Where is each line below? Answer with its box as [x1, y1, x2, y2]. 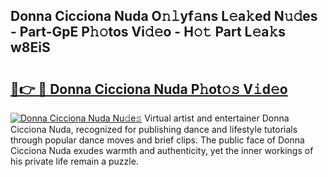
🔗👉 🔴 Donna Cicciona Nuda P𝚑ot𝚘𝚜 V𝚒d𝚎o [10, 80, 288, 98]
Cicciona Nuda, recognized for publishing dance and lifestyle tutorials [10, 124, 298, 135]
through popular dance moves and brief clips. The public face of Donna [10, 134, 305, 146]
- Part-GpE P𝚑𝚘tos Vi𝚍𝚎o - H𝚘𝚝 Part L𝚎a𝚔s [10, 24, 286, 41]
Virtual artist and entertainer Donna [144, 112, 290, 124]
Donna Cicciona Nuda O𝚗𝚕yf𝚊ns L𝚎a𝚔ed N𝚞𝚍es [10, 8, 318, 25]
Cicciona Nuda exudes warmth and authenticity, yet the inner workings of [10, 145, 314, 156]
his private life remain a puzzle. [10, 155, 139, 167]
